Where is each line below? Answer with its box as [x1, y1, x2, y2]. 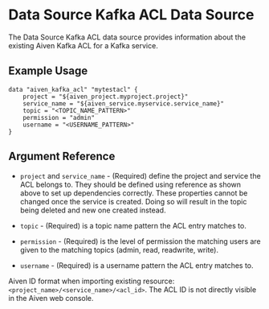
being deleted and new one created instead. [19, 205, 166, 215]
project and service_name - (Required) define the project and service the [19, 171, 261, 180]
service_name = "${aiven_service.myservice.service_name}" [22, 99, 225, 108]
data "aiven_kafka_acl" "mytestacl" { [8, 85, 138, 93]
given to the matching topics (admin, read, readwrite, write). [19, 245, 219, 254]
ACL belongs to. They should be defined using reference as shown [19, 179, 242, 189]
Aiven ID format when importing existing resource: [8, 276, 175, 286]
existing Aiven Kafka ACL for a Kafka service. [8, 40, 158, 50]
